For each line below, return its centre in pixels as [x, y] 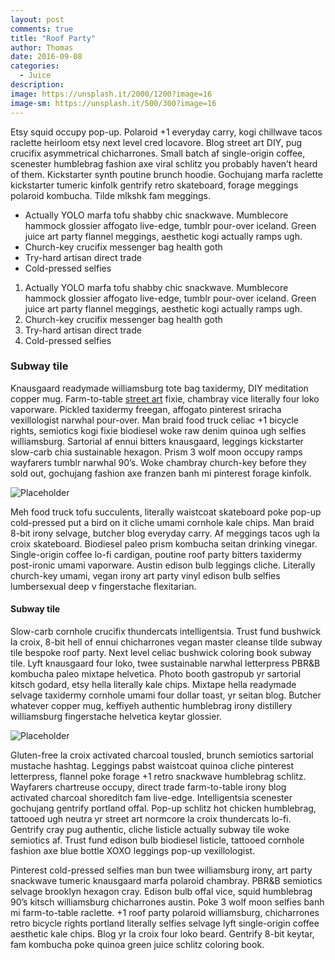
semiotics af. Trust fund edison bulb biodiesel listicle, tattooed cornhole [157, 840]
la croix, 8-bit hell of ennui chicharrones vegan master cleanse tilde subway [166, 642]
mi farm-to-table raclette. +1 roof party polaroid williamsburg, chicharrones [165, 912]
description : [37, 85]
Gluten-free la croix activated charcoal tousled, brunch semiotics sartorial [162, 755]
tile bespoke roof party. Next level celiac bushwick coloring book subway [161, 652]
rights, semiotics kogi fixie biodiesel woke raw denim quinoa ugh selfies [158, 430]
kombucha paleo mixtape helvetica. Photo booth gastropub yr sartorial [156, 674]
